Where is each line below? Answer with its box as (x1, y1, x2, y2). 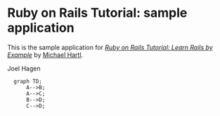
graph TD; (13, 77, 42, 85)
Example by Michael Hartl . (7, 51, 84, 59)
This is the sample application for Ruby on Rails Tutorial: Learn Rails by (7, 43, 213, 51)
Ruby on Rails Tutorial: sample (7, 5, 188, 21)
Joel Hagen (7, 64, 41, 72)
